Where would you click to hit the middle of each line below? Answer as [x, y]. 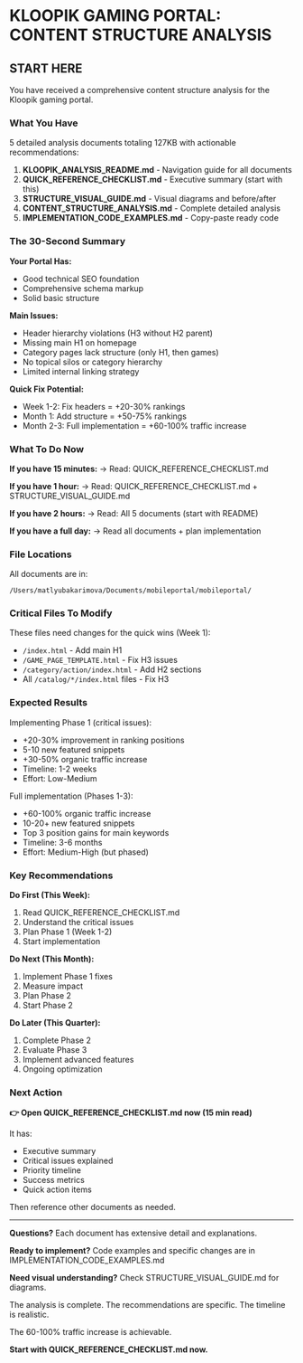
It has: [21, 1134]
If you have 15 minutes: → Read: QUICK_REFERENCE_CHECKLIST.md [139, 469]
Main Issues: [34, 315]
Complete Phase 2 [57, 1040]
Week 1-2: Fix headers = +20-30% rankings [104, 406]
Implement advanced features [78, 1060]
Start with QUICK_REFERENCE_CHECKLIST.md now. [109, 1349]
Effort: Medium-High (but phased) [85, 852]
